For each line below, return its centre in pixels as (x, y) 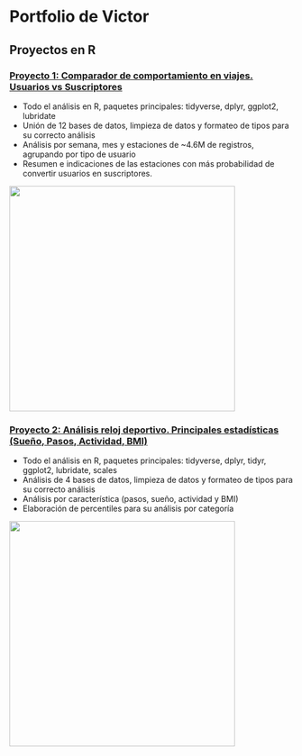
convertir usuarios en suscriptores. (87, 173)
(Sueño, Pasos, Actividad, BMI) (78, 441)
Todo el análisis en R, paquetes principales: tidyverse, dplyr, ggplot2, (151, 106)
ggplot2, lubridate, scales (69, 470)
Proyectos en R (53, 50)
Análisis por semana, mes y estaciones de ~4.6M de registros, (138, 144)
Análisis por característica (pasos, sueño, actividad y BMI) (130, 499)
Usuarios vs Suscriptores (66, 87)
